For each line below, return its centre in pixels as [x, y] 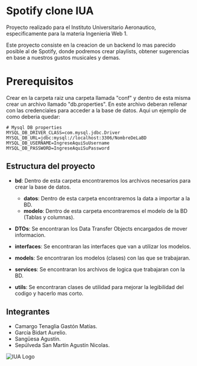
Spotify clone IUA [50, 11]
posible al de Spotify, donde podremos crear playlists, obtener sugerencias [98, 51]
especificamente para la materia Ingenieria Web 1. [67, 33]
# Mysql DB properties [34, 127]
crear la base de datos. [43, 187]
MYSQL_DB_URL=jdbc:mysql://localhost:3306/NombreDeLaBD [76, 138]
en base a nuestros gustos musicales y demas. [63, 57]
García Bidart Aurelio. [41, 332]
